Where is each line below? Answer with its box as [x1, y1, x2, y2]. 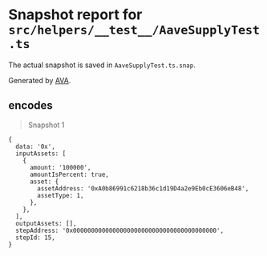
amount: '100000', [29, 163, 91, 171]
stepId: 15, [15, 234, 56, 242]
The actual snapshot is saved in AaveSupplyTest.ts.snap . [8, 60, 196, 70]
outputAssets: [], [15, 219, 78, 227]
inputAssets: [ [15, 150, 67, 158]
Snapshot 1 [27, 120, 65, 130]
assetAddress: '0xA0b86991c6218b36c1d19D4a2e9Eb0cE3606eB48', [37, 184, 249, 193]
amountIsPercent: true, [29, 170, 110, 178]
